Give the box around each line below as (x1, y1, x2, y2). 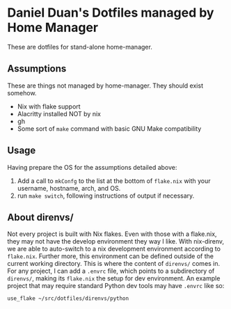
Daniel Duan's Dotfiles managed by (7, 5, 214, 21)
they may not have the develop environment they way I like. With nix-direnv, (7, 237, 225, 246)
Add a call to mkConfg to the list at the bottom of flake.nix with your (17, 176, 211, 185)
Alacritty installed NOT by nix (17, 109, 101, 118)
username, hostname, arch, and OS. (17, 184, 121, 192)
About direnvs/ (7, 211, 74, 223)
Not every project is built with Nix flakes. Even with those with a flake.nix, (7, 230, 217, 238)
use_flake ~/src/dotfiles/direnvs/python (7, 295, 129, 302)
